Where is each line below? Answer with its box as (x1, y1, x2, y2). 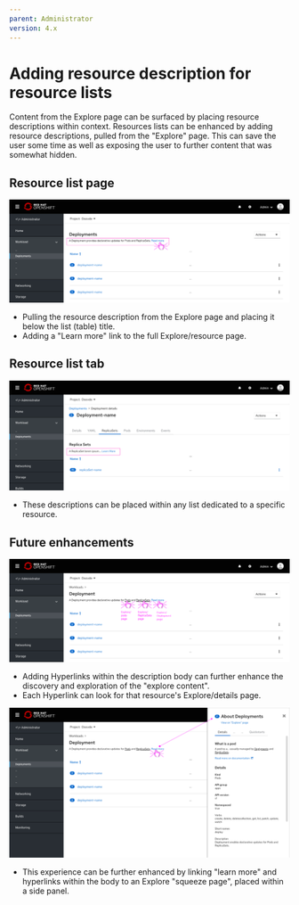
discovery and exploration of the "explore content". (21, 680, 210, 691)
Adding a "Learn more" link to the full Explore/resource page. (21, 330, 246, 341)
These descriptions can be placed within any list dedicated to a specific (21, 499, 286, 510)
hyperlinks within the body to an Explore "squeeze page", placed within (21, 876, 284, 886)
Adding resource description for (9, 63, 252, 84)
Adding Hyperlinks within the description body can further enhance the (21, 671, 284, 681)
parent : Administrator (9, 14, 93, 23)
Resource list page (9, 175, 115, 191)
